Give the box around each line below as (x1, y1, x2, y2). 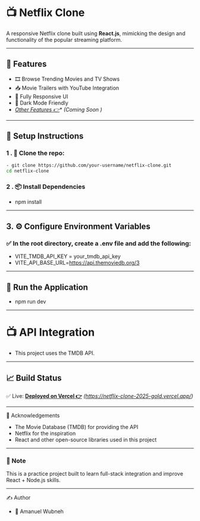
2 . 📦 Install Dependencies (6, 183, 86, 191)
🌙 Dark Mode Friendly (14, 99, 68, 106)
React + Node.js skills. (6, 477, 61, 484)
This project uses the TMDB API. (14, 349, 95, 357)
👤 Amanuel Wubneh (14, 508, 64, 515)
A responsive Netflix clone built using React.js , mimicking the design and (6, 29, 186, 37)
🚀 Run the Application (6, 282, 88, 292)
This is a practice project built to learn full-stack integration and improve (6, 470, 183, 477)
